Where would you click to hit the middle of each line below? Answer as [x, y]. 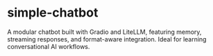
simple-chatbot [53, 13]
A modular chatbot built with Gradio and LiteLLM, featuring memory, [104, 32]
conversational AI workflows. [49, 46]
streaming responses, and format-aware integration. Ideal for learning [107, 39]
